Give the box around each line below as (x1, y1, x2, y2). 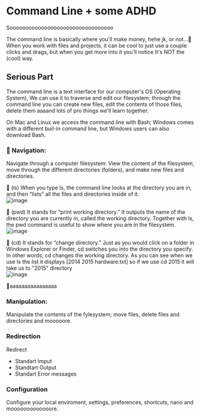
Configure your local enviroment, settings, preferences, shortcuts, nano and (6, 398, 193, 406)
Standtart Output (14, 364, 57, 371)
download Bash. (6, 131, 46, 138)
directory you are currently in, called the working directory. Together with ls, (6, 215, 195, 222)
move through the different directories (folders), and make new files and (6, 166, 184, 174)
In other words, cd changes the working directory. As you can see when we (6, 252, 193, 259)
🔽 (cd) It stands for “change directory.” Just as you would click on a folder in (6, 239, 195, 246)
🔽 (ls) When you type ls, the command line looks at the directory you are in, (6, 184, 192, 191)
